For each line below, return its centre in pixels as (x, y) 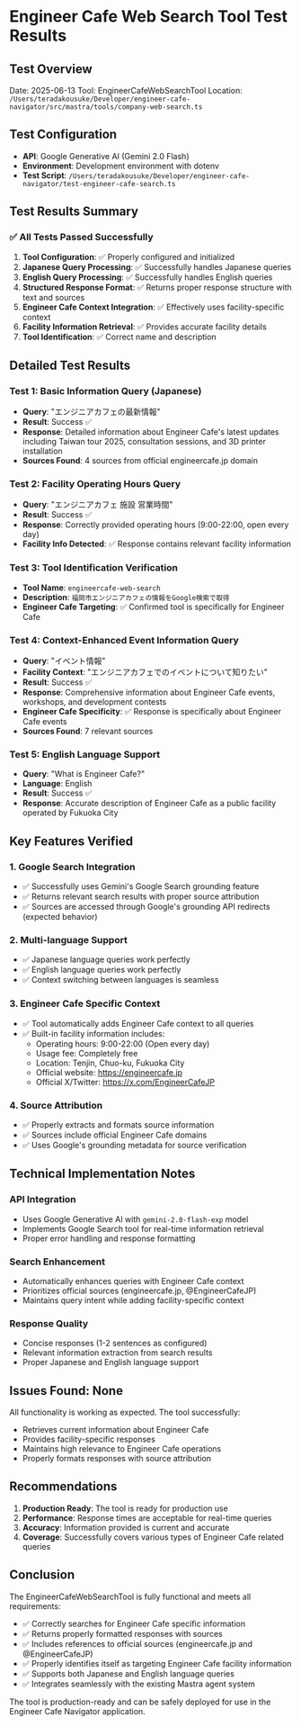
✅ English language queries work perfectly (102, 970)
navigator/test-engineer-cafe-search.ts (99, 184)
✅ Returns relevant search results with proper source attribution (141, 896)
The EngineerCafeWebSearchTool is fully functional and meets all (130, 1596)
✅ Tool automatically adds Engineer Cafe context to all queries (138, 1023)
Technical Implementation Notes (102, 1174)
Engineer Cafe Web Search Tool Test (148, 17)
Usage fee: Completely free (87, 1053)
